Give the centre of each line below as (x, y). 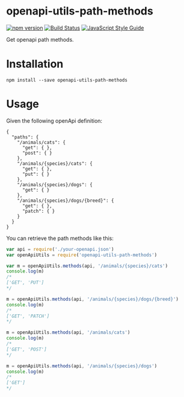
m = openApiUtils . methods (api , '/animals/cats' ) (68, 333)
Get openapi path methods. (40, 39)
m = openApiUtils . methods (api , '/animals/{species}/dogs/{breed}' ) (93, 299)
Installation (35, 64)
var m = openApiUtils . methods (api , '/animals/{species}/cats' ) (87, 266)
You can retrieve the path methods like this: (60, 238)
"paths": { (25, 137)
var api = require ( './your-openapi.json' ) (60, 249)
